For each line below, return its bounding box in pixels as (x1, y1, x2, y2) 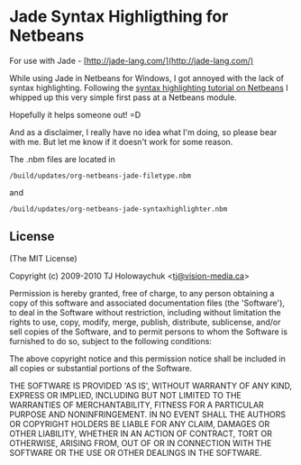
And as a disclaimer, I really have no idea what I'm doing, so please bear (9, 126, 278, 137)
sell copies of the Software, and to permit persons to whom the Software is (9, 326, 288, 337)
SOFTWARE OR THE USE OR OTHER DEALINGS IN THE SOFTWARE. (9, 447, 262, 458)
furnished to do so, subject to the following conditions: (9, 335, 212, 346)
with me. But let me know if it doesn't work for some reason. (9, 136, 233, 147)
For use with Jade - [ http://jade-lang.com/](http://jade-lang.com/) (9, 55, 254, 66)
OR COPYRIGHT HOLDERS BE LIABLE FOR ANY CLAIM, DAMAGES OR (9, 418, 270, 429)
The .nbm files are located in (9, 153, 115, 164)
